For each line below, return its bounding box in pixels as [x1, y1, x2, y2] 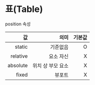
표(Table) [5, 3, 43, 15]
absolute [7, 62, 28, 69]
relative [10, 52, 28, 59]
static [14, 43, 28, 50]
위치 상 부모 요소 [32, 62, 69, 69]
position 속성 [5, 21, 31, 27]
